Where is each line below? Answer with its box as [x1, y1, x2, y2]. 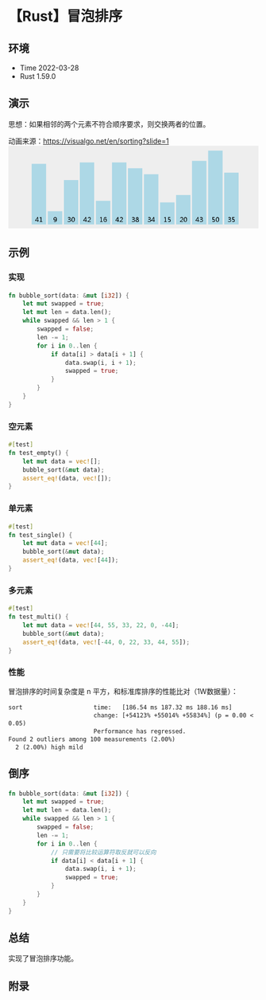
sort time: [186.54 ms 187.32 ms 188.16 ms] [8, 703, 233, 712]
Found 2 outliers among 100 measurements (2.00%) [8, 735, 176, 743]
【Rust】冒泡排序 [8, 7, 123, 25]
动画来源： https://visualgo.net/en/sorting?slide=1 [8, 136, 169, 146]
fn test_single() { [8, 531, 73, 539]
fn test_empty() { [8, 449, 69, 457]
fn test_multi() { [8, 613, 69, 622]
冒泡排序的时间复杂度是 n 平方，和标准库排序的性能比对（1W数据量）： [8, 686, 238, 696]
